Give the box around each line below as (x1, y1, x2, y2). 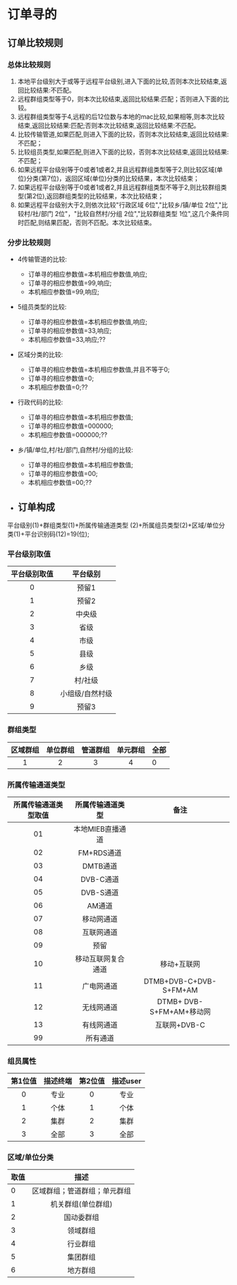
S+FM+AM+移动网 (149, 1007, 211, 1017)
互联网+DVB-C (154, 1020, 206, 1029)
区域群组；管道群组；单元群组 (32, 1186, 132, 1196)
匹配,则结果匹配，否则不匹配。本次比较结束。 (23, 218, 156, 227)
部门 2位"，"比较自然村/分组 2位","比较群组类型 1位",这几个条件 (40, 209, 224, 217)
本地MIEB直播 (73, 824, 120, 834)
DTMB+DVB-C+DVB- (143, 976, 217, 986)
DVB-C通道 (80, 874, 119, 884)
